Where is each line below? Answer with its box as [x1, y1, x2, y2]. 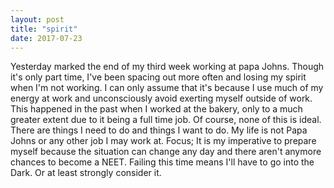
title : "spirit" [10, 24, 78, 34]
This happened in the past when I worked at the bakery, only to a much [10, 103, 303, 115]
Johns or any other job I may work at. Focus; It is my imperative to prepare [10, 135, 317, 147]
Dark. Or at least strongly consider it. [10, 167, 162, 179]
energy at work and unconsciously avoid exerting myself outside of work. [10, 92, 313, 105]
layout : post [10, 14, 65, 25]
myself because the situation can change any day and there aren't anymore [10, 146, 322, 158]
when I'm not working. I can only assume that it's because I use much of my [10, 82, 324, 94]
